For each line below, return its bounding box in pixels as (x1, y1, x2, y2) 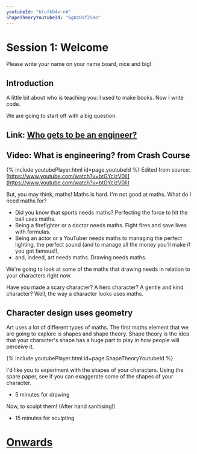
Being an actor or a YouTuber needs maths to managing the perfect (14, 235, 183, 242)
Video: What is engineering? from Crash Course (6, 151, 190, 161)
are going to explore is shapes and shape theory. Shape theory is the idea (6, 330, 190, 337)
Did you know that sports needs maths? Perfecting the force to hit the (14, 209, 188, 216)
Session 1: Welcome (6, 41, 109, 54)
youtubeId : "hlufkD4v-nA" (6, 8, 71, 15)
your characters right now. (6, 272, 72, 279)
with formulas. (14, 228, 51, 236)
